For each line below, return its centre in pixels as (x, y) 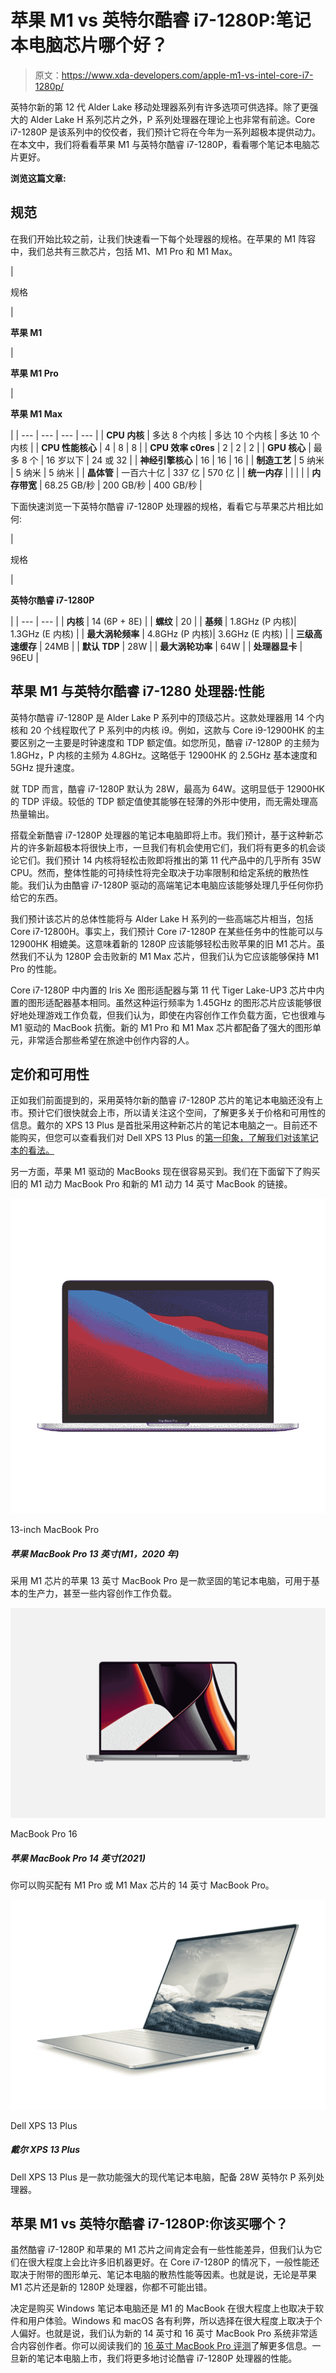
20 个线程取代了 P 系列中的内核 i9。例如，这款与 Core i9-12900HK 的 (173, 730)
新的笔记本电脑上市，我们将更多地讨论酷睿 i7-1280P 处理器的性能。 (158, 2358)
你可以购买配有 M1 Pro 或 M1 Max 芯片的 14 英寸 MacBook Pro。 (142, 1885)
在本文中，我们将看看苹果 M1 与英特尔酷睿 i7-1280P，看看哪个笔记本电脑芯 (165, 144)
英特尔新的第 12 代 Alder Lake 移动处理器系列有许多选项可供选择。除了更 (160, 107)
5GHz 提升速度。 (45, 767)
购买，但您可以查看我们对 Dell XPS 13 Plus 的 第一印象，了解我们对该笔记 (168, 1138)
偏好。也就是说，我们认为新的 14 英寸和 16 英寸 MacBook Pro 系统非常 (164, 2333)
